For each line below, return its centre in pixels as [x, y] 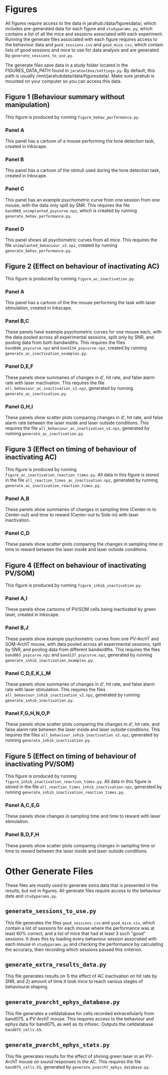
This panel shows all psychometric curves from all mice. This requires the [81, 240]
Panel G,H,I [19, 407]
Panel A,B [17, 498]
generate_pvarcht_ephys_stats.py [58, 1045]
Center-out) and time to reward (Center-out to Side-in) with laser [72, 515]
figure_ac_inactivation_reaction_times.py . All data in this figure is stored [82, 475]
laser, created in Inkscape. [32, 615]
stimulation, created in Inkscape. [39, 308]
